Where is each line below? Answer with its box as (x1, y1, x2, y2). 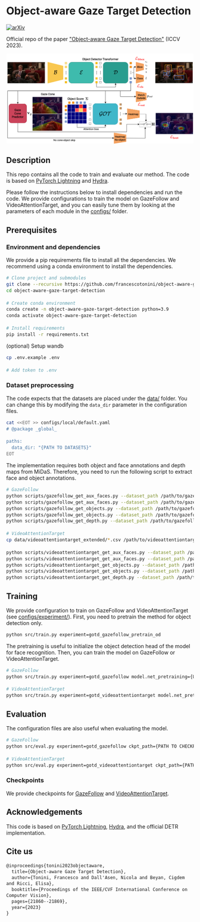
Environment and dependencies (6, 243, 101, 251)
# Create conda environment (6, 300, 76, 306)
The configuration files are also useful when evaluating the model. (6, 725, 168, 732)
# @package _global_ (6, 426, 58, 432)
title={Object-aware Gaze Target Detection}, (11, 869, 127, 875)
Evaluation (6, 709, 46, 719)
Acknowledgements (6, 807, 83, 817)
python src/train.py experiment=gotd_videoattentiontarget (6, 692, 156, 699)
